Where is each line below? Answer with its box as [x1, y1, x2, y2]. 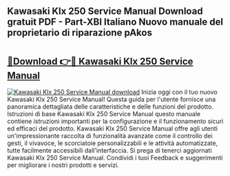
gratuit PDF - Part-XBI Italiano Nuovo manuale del [7, 16, 224, 28]
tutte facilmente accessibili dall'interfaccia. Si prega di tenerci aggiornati [7, 146, 212, 154]
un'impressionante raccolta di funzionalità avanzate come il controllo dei [7, 132, 213, 140]
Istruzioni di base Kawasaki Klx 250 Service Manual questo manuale [7, 110, 201, 118]
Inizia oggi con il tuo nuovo [140, 88, 218, 96]
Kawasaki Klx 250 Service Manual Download [7, 5, 203, 17]
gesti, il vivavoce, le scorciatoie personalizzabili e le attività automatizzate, [7, 139, 218, 147]
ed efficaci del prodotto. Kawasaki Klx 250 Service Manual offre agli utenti [7, 124, 218, 133]
